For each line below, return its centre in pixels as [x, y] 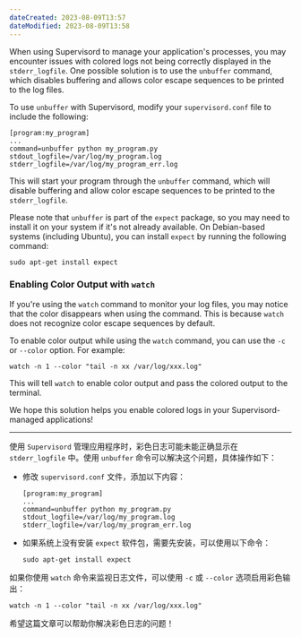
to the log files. [37, 90]
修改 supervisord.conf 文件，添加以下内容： [104, 477]
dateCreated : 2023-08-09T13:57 [68, 17]
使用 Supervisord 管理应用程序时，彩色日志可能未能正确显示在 [124, 446]
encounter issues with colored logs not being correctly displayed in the [140, 61]
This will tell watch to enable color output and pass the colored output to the [149, 383]
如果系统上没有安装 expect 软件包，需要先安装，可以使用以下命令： [146, 542]
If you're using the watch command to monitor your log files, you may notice [149, 304]
